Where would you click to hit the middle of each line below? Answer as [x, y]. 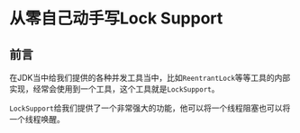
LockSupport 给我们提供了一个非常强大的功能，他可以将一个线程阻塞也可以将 [150, 108]
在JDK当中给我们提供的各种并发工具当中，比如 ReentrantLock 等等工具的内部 [150, 78]
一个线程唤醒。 [37, 119]
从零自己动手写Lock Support [116, 18]
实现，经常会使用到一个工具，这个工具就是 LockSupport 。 [114, 89]
